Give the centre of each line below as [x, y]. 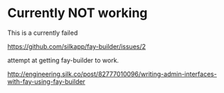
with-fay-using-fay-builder [46, 81]
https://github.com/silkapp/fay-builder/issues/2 [77, 46]
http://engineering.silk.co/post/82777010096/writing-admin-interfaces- [112, 74]
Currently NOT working [78, 13]
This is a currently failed [43, 33]
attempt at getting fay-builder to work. [63, 60]
